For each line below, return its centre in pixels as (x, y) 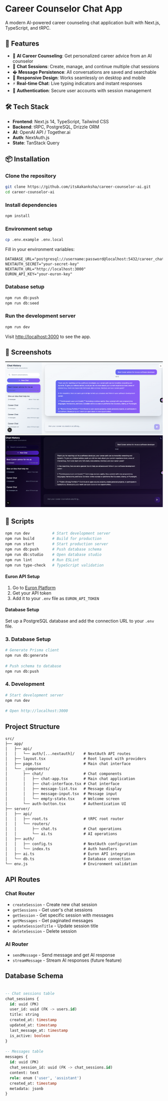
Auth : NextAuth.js (31, 137)
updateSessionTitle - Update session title (55, 926)
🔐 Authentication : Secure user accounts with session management (82, 90)
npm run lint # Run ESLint (42, 560)
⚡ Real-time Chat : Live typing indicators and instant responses (77, 83)
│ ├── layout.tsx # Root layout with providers (76, 759)
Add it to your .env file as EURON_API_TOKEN (55, 598)
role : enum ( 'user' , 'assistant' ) (45, 1078)
